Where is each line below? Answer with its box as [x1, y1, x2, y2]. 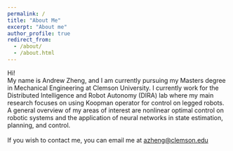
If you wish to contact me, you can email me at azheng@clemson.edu [7, 136, 208, 144]
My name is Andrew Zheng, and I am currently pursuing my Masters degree [7, 76, 226, 84]
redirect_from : [7, 37, 52, 44]
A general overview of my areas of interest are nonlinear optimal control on [7, 106, 225, 114]
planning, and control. [7, 121, 71, 129]
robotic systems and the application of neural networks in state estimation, [7, 113, 223, 122]
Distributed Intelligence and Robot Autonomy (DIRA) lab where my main [7, 91, 214, 99]
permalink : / [7, 10, 46, 18]
